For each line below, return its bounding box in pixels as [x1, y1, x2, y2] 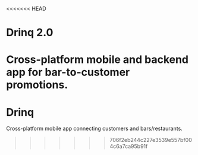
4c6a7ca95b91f [109, 143, 148, 150]
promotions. [6, 78, 68, 91]
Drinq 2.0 [6, 26, 54, 39]
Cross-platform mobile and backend [6, 53, 189, 67]
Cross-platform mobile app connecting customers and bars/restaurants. [6, 125, 183, 132]
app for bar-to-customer [6, 65, 130, 79]
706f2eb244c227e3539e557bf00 [109, 137, 192, 144]
